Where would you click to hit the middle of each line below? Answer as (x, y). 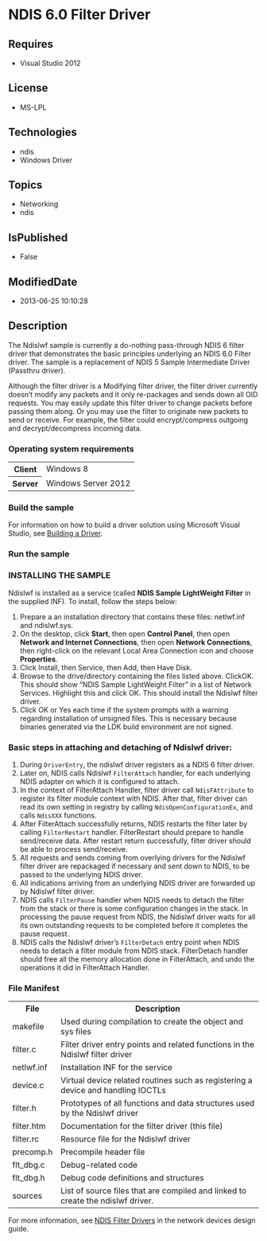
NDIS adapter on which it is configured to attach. (100, 781)
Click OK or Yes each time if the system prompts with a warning (124, 709)
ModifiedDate (43, 281)
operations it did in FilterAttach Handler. (85, 967)
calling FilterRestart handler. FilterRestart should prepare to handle (132, 832)
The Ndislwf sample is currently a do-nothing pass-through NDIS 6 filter (126, 345)
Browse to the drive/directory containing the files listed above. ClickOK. (137, 676)
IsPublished (38, 238)
